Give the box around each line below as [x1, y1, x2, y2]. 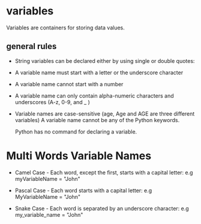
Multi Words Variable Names [6, 149, 152, 162]
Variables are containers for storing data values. [6, 24, 125, 31]
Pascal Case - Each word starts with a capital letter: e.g [14, 187, 152, 194]
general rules [6, 41, 57, 52]
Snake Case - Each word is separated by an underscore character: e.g [14, 205, 189, 212]
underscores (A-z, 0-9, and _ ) [14, 98, 90, 105]
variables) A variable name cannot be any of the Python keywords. [14, 116, 180, 123]
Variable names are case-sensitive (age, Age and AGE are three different [14, 110, 195, 117]
